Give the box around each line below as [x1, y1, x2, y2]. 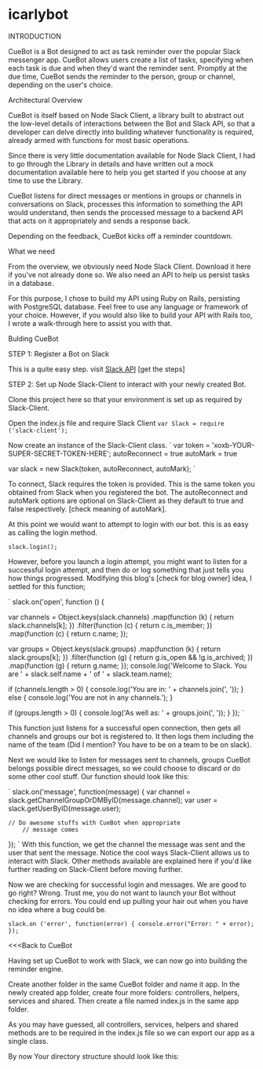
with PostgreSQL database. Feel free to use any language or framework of [8, 302, 249, 311]
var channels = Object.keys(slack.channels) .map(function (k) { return [8, 612, 234, 621]
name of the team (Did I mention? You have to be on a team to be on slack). [8, 740, 252, 749]
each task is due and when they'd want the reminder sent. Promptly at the [8, 63, 247, 72]
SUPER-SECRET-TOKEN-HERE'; [8, 448, 111, 458]
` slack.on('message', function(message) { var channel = [8, 787, 191, 796]
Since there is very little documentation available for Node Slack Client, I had [8, 151, 256, 160]
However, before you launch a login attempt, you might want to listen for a [8, 556, 247, 566]
